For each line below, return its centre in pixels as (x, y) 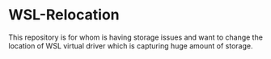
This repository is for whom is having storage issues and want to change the (135, 37)
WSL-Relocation (64, 15)
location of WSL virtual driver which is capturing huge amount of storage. (131, 45)
